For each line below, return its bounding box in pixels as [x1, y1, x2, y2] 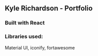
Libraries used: [5, 33, 43, 40]
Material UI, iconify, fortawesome [5, 44, 75, 50]
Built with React [5, 19, 45, 26]
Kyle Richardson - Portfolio [5, 4, 93, 13]
